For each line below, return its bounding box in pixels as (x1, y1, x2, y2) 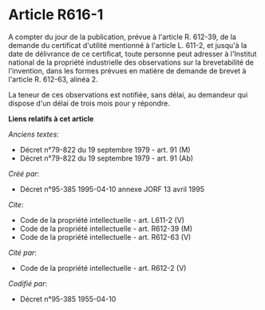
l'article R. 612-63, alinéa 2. (8, 74, 98, 84)
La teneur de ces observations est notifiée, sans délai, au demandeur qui (8, 89, 248, 99)
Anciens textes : (8, 129, 60, 139)
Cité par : (8, 248, 38, 257)
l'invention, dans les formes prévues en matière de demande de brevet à (8, 66, 247, 75)
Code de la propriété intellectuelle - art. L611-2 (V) (19, 215, 185, 225)
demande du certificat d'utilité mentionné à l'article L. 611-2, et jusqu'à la (8, 40, 247, 50)
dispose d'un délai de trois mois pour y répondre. (8, 98, 170, 108)
